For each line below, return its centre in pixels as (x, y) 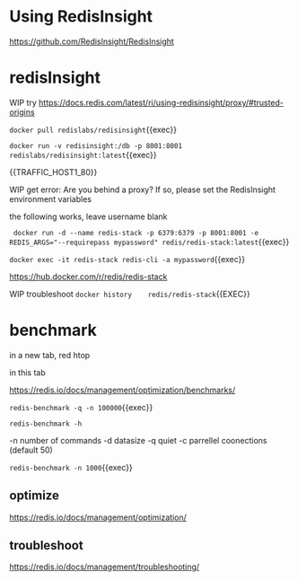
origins (22, 112)
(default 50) (31, 450)
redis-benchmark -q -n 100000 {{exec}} (81, 407)
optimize (35, 496)
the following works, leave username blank (88, 216)
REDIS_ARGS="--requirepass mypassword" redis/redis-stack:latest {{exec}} (149, 242)
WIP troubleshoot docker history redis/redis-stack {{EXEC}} (130, 294)
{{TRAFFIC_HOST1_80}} (53, 172)
